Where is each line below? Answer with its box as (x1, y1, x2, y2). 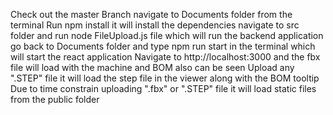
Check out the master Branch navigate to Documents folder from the (10, 9, 293, 20)
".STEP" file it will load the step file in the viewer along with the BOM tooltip (10, 72, 320, 84)
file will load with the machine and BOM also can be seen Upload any (10, 62, 295, 73)
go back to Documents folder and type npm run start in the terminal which (10, 40, 316, 52)
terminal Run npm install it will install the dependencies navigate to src (10, 19, 300, 31)
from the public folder (10, 94, 100, 105)
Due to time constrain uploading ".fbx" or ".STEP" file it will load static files (10, 83, 317, 94)
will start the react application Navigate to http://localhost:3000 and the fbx (10, 51, 321, 63)
